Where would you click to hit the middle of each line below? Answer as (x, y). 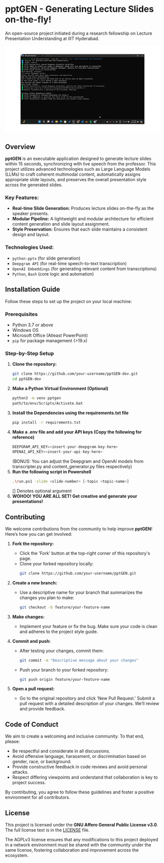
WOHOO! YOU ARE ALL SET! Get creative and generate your (75, 496)
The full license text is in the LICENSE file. (47, 830)
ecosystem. (17, 856)
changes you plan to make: (47, 597)
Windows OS (25, 330)
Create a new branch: (35, 583)
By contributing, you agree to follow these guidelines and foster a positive (80, 792)
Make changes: (28, 617)
